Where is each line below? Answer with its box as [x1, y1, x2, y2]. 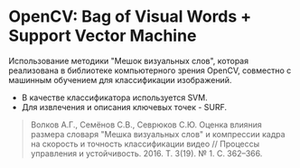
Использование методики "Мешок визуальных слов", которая [8, 55, 249, 66]
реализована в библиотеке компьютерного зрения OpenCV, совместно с [8, 65, 292, 76]
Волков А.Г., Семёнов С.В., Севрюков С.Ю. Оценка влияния [30, 119, 263, 130]
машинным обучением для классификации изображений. [8, 74, 232, 85]
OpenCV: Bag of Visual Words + [8, 6, 252, 27]
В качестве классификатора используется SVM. [21, 92, 209, 103]
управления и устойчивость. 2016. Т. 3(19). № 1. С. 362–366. [30, 147, 263, 159]
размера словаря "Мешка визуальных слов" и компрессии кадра [30, 128, 286, 139]
